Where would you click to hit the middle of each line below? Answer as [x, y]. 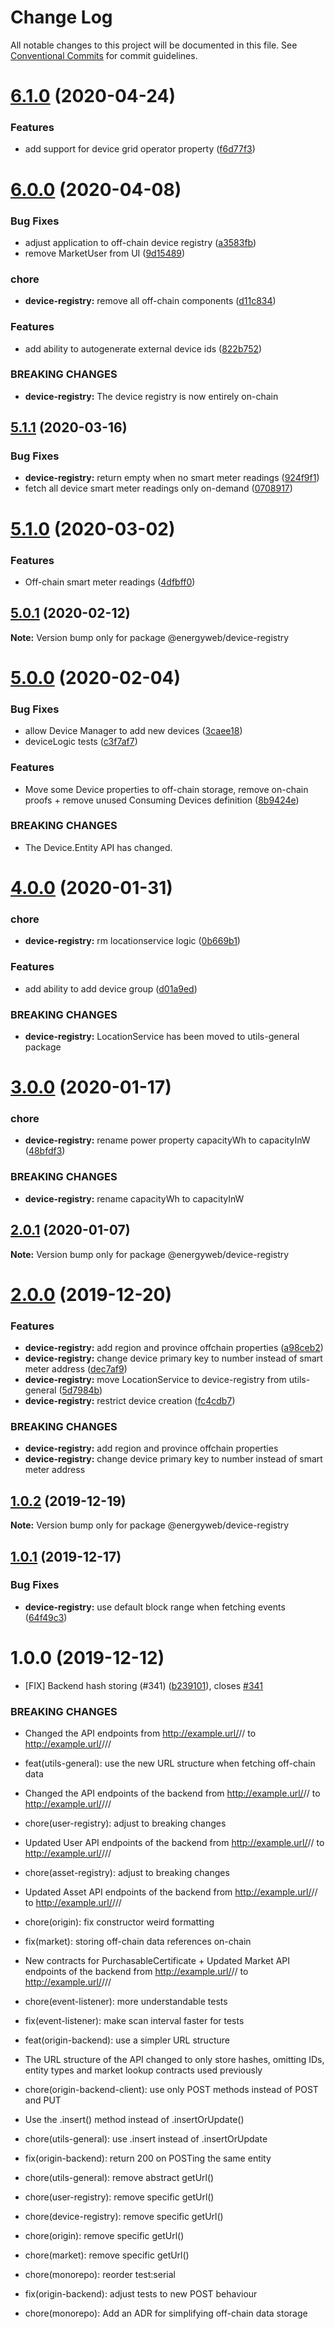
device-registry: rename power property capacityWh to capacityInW [167, 1140]
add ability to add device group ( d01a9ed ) [111, 988]
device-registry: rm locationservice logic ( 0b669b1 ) [132, 941]
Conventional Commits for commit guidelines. [104, 55]
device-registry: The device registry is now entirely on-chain [151, 396]
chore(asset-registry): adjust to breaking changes [127, 1873]
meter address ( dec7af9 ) [76, 1369]
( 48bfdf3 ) [45, 1151]
